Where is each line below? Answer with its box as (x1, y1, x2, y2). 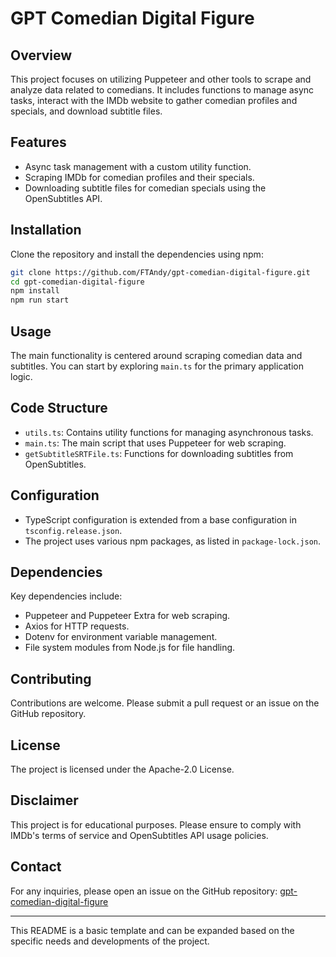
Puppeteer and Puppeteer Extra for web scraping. (24, 610, 231, 622)
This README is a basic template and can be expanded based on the (10, 924, 295, 936)
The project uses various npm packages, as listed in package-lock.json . (24, 535, 321, 547)
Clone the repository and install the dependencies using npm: (10, 248, 264, 260)
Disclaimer (10, 792, 79, 809)
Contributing (10, 670, 92, 687)
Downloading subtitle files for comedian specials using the (24, 182, 267, 194)
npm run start (10, 295, 70, 306)
